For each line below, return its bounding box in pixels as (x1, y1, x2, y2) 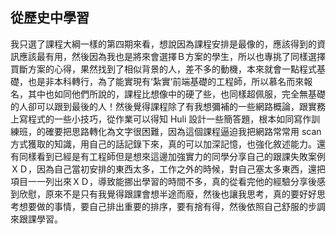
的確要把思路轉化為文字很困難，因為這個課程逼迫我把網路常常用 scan (36, 125, 322, 137)
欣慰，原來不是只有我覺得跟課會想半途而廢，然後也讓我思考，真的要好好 (18, 188, 317, 200)
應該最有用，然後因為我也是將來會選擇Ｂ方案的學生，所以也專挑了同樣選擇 (18, 50, 326, 62)
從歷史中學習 (10, 9, 90, 27)
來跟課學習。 (10, 213, 63, 225)
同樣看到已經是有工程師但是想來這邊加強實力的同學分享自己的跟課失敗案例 (18, 150, 326, 162)
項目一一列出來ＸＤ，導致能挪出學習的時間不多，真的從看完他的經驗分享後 (10, 175, 317, 187)
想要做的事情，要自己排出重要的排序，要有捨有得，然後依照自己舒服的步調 (18, 200, 326, 212)
